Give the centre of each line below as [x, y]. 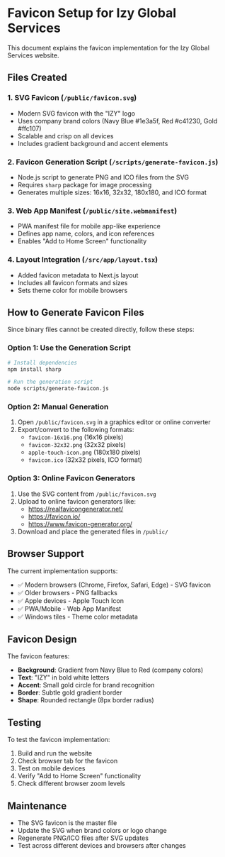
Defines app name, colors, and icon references [86, 234]
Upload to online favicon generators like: [77, 501]
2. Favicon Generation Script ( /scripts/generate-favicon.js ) [113, 162]
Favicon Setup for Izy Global [92, 13]
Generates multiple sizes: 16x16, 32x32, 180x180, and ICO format [112, 192]
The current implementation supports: [63, 571]
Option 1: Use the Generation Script [69, 348]
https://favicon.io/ [54, 516]
